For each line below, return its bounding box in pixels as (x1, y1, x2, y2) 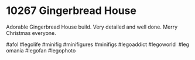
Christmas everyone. (6, 29, 57, 36)
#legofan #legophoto (25, 47, 76, 54)
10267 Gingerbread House (6, 4, 136, 17)
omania (6, 47, 25, 54)
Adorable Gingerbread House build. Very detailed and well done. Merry (6, 23, 178, 30)
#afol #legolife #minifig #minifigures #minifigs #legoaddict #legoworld (6, 41, 176, 48)
